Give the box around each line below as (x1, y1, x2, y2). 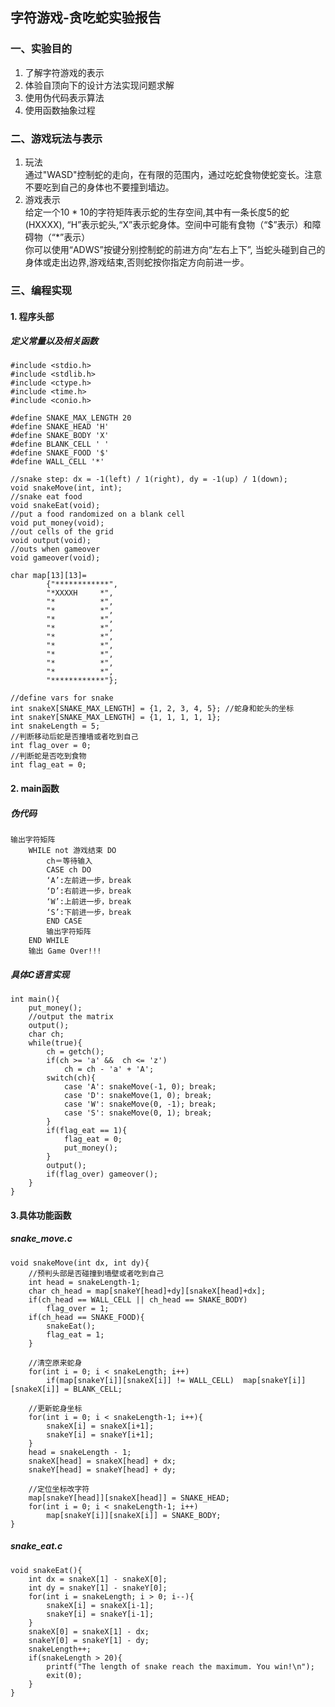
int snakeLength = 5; (10, 721, 101, 732)
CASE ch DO (46, 865, 92, 875)
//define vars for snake (10, 693, 114, 703)
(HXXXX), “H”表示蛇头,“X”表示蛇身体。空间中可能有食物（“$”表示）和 (24, 218, 313, 230)
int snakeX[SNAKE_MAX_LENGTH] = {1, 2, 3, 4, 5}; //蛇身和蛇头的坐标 (10, 704, 295, 714)
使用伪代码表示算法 (24, 91, 105, 103)
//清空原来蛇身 (28, 1358, 83, 1368)
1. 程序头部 (10, 310, 55, 322)
